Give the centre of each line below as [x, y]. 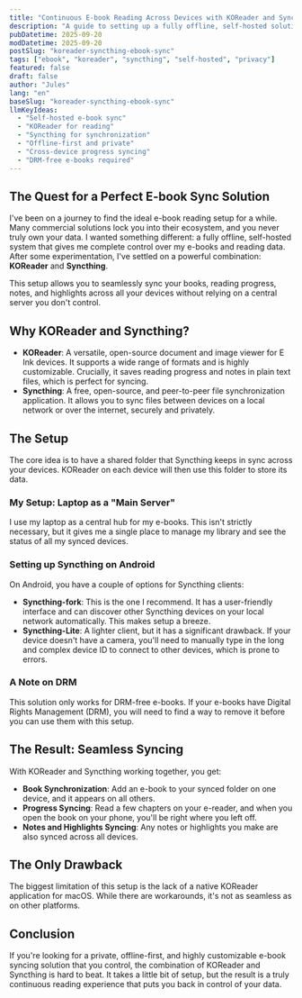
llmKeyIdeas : [34, 110]
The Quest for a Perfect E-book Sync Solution [139, 196]
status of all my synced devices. [69, 541]
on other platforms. [45, 905]
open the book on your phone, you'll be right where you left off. [140, 817]
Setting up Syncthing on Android [82, 565]
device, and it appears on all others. [89, 798]
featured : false [40, 68]
